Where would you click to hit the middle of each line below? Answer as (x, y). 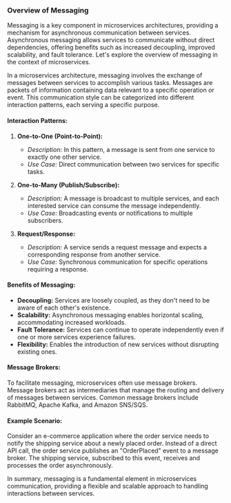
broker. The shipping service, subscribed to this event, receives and (104, 458)
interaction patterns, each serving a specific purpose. (83, 105)
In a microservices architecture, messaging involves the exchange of (105, 75)
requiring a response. (58, 269)
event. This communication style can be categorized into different (101, 97)
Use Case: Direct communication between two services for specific (123, 164)
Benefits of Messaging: (41, 285)
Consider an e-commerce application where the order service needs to (108, 436)
